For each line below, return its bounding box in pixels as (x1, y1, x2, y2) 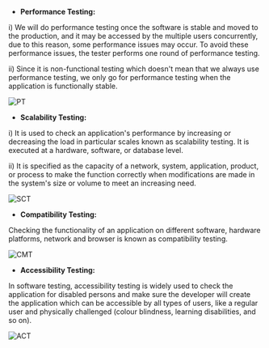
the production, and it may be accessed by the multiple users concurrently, (8, 32, 258, 40)
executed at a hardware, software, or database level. (8, 146, 183, 155)
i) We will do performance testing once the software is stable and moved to (8, 23, 258, 32)
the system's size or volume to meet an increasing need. (8, 178, 196, 188)
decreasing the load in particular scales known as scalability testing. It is (8, 137, 250, 146)
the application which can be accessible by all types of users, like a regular (8, 299, 258, 308)
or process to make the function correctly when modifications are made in (8, 170, 255, 179)
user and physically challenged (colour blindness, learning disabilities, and (8, 307, 256, 316)
